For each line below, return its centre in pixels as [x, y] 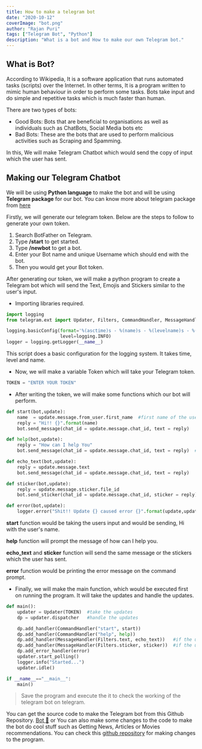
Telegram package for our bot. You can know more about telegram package [101, 199]
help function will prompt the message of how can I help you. [82, 541]
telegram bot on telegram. [53, 702]
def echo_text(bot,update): [41, 462]
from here [19, 205]
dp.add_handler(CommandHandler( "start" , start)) [79, 628]
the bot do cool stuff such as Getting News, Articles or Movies [83, 727]
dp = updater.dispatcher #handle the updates [78, 617]
